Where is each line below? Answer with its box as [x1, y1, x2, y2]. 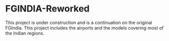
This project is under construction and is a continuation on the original [5, 19, 153, 25]
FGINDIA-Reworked [5, 3, 90, 14]
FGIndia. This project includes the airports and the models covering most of [5, 24, 164, 30]
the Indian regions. [5, 30, 45, 36]
